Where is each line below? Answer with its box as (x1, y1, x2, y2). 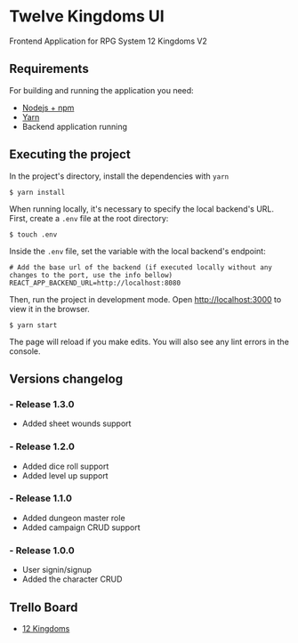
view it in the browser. (9, 303, 91, 314)
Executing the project (9, 147, 131, 162)
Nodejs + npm (21, 102, 75, 113)
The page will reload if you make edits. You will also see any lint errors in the (9, 336, 289, 347)
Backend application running (21, 121, 127, 132)
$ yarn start (9, 320, 58, 330)
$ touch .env (9, 229, 58, 239)
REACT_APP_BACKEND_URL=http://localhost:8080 (9, 278, 181, 287)
